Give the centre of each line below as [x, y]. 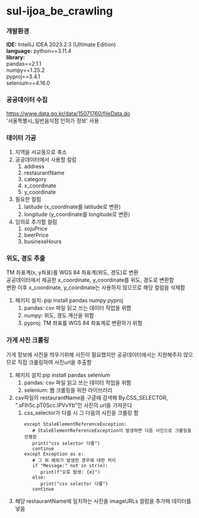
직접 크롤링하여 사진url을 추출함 [55, 362]
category [35, 179]
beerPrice [36, 235]
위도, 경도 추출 [26, 258]
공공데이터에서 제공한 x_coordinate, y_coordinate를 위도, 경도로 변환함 [90, 280]
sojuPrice [36, 229]
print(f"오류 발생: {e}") [70, 472]
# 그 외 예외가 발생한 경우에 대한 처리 [74, 460]
